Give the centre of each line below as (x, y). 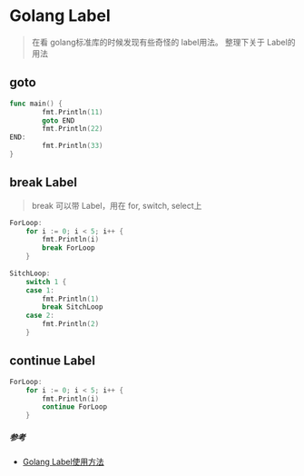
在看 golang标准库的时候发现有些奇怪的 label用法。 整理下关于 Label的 (163, 42)
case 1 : (40, 290)
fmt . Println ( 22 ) (73, 129)
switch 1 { (46, 282)
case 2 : (40, 316)
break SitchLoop (73, 307)
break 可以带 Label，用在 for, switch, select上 (117, 205)
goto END (59, 120)
